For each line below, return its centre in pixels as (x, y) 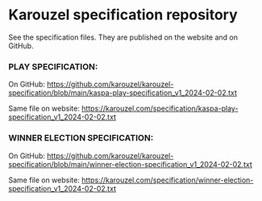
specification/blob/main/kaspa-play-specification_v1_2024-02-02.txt (123, 93)
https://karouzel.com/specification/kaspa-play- (160, 109)
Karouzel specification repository (123, 15)
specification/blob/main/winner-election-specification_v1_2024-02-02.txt (130, 164)
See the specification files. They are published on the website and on (123, 37)
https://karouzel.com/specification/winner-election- (168, 180)
